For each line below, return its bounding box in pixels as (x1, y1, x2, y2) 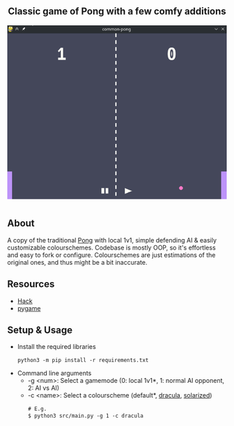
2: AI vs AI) (27, 384, 60, 392)
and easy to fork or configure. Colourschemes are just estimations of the (7, 250, 216, 259)
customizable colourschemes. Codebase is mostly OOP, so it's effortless (7, 243, 216, 252)
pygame (17, 304, 41, 312)
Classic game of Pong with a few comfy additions (8, 6, 226, 17)
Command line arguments (17, 369, 92, 377)
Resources (7, 278, 55, 290)
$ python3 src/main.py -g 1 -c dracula (27, 413, 144, 420)
